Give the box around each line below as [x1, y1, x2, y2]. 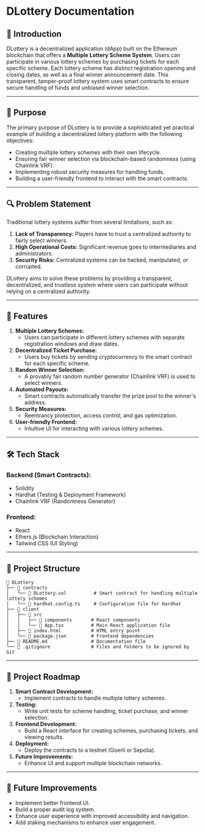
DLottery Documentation [6, 4, 135, 18]
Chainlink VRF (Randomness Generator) [15, 497, 116, 505]
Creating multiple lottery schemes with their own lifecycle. [15, 148, 162, 156]
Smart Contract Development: [15, 688, 93, 695]
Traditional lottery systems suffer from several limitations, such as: [6, 218, 174, 225]
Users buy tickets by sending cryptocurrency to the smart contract [24, 354, 192, 361]
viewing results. [24, 733, 64, 741]
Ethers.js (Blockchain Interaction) [15, 533, 99, 540]
